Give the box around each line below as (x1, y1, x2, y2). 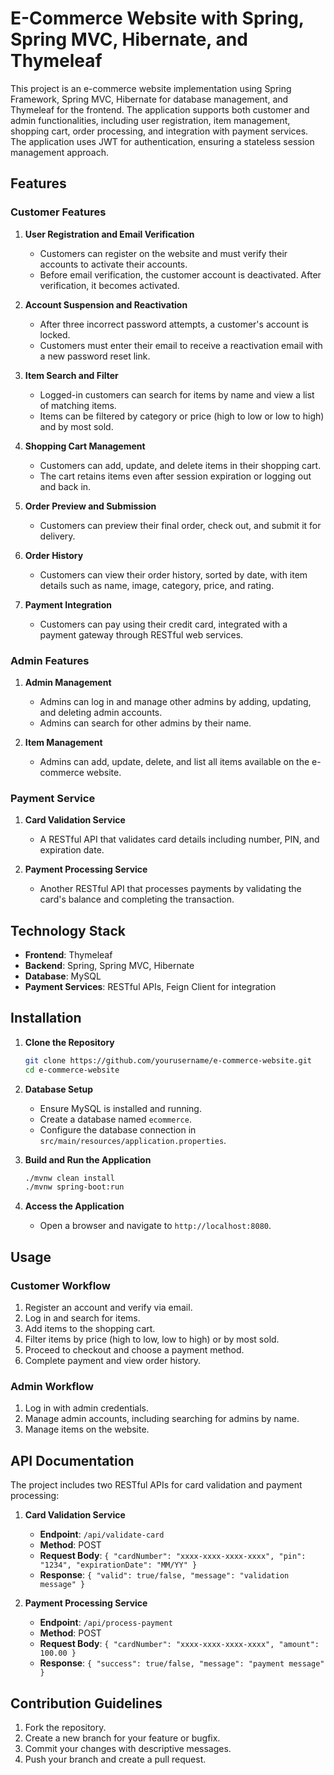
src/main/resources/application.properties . (39, 1134, 227, 1146)
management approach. (10, 146, 109, 158)
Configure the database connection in (39, 1123, 197, 1136)
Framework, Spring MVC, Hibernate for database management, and (10, 93, 289, 105)
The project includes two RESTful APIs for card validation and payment (10, 1479, 303, 1491)
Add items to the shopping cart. (24, 1323, 156, 1335)
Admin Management (24, 676, 112, 688)
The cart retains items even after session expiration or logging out (39, 470, 312, 482)
